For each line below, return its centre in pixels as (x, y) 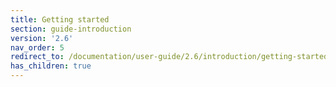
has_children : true (51, 66)
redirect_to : (37, 57)
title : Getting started (60, 19)
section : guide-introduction (71, 29)
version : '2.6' (42, 38)
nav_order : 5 (37, 47)
